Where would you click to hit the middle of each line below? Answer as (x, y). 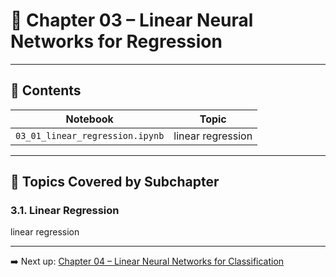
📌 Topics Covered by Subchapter (115, 182)
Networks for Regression (116, 41)
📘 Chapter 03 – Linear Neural (132, 20)
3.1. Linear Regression (65, 211)
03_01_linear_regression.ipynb (90, 135)
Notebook (89, 119)
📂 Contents (46, 90)
